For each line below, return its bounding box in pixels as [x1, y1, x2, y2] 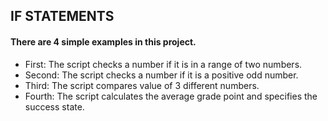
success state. [24, 100, 85, 113]
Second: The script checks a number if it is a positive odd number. [24, 69, 299, 81]
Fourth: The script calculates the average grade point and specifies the [24, 90, 318, 102]
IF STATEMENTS [10, 8, 115, 25]
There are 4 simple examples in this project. [10, 35, 197, 48]
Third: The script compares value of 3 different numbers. [24, 79, 260, 91]
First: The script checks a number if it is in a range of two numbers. [24, 58, 303, 70]
